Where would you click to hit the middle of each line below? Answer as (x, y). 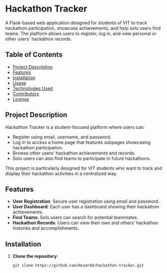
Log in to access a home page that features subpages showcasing (81, 142)
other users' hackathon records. (39, 39)
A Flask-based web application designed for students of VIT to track (76, 23)
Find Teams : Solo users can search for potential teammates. (75, 217)
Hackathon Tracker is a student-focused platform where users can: (75, 127)
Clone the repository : (35, 256)
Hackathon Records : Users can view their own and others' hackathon (85, 223)
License (21, 99)
